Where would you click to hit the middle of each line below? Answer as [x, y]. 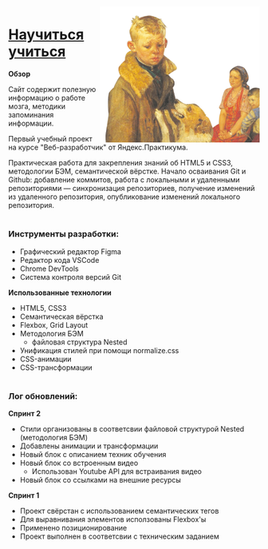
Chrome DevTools [49, 269]
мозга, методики [37, 106]
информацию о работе [47, 97]
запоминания [31, 114]
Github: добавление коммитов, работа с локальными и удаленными [124, 179]
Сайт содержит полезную [52, 89]
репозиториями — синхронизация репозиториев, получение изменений [132, 188]
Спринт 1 [24, 495]
